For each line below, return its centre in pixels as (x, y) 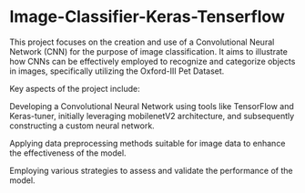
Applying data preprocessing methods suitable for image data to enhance (147, 143)
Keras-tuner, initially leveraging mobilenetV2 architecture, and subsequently (152, 116)
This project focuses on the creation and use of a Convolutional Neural (142, 42)
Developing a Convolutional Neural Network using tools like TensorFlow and (152, 106)
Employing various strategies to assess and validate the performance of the (151, 170)
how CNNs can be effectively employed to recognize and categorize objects (152, 61)
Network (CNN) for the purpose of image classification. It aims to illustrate (149, 51)
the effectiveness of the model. (68, 153)
